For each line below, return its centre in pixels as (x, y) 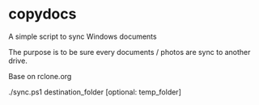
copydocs (42, 14)
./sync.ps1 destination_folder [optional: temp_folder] (95, 92)
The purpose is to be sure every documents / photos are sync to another (129, 52)
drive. (18, 61)
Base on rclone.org (40, 76)
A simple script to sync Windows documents (83, 36)
